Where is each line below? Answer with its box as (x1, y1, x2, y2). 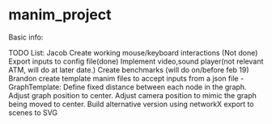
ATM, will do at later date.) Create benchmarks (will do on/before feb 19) (8, 64, 249, 74)
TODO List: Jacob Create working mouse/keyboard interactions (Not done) (8, 48, 258, 57)
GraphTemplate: (8, 82, 62, 92)
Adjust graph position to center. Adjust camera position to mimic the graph (8, 90, 257, 100)
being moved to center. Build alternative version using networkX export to (8, 99, 254, 109)
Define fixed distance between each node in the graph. (63, 82, 247, 92)
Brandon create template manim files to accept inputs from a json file (8, 73, 239, 83)
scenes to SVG (8, 107, 58, 118)
